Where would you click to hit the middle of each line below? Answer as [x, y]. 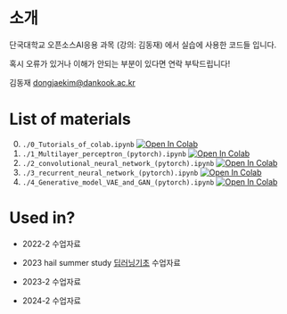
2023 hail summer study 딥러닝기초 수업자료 [101, 262]
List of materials [70, 119]
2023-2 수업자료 [52, 281]
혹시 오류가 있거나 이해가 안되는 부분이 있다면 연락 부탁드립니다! [120, 63]
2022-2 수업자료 [52, 244]
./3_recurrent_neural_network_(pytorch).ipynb [110, 173]
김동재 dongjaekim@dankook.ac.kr [73, 82]
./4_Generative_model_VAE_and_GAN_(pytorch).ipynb [118, 182]
